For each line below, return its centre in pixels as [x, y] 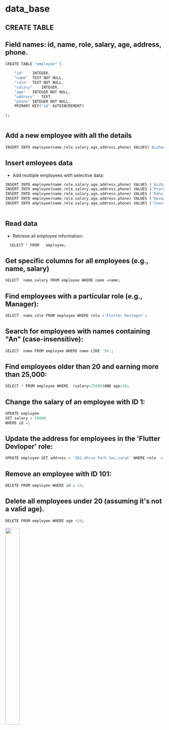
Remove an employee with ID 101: [58, 474]
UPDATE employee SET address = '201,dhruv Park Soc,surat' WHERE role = [84, 458]
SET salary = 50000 [26, 418]
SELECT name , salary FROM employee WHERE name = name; [63, 280]
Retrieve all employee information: [48, 236]
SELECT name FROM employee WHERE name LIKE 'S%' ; [59, 351]
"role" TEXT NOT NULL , [39, 83]
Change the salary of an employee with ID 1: [75, 402]
